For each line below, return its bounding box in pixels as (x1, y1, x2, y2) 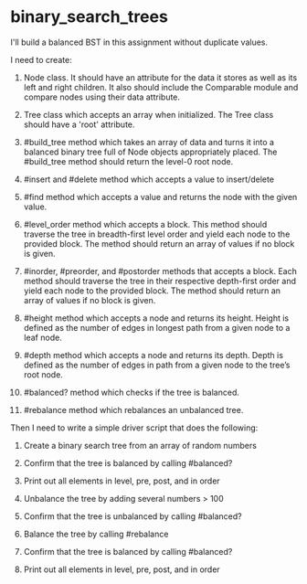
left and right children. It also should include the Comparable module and (23, 81, 299, 92)
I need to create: (10, 54, 72, 65)
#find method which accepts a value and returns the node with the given (23, 191, 298, 202)
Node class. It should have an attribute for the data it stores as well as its (23, 71, 298, 83)
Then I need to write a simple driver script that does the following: (10, 422, 259, 433)
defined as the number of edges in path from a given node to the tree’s (23, 359, 291, 370)
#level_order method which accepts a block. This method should (23, 218, 268, 229)
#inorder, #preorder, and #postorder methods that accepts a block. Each (23, 265, 298, 276)
